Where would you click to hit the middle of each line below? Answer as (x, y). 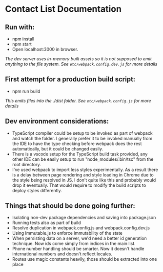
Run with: (20, 27)
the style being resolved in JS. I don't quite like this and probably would (84, 180)
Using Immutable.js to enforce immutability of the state (67, 233)
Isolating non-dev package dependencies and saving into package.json (84, 218)
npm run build (26, 91)
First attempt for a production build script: (70, 79)
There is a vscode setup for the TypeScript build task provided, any (80, 154)
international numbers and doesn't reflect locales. (62, 254)
